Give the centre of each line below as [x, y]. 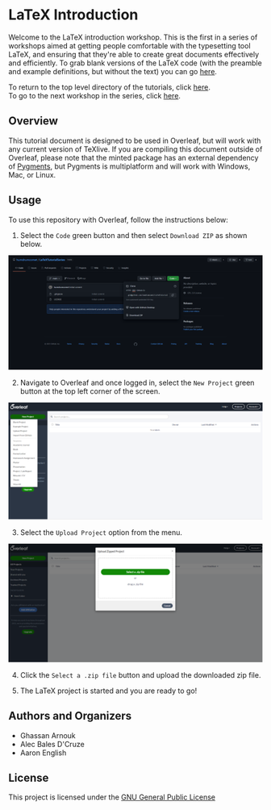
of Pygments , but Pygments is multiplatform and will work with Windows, [129, 166]
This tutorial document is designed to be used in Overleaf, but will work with [135, 140]
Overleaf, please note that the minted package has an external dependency [133, 157]
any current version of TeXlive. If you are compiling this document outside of [135, 149]
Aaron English [43, 753]
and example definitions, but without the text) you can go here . [113, 71]
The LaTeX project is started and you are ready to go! [108, 691]
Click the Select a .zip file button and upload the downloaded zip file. [140, 674]
